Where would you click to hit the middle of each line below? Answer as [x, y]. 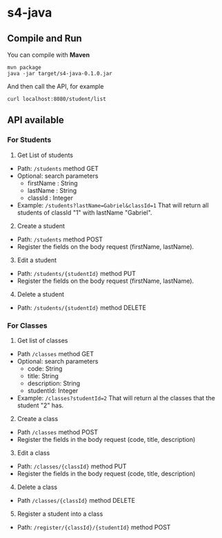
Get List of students [45, 155]
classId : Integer [50, 198]
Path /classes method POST [58, 432]
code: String [45, 369]
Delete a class [37, 487]
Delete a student [40, 294]
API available [36, 120]
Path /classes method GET [55, 353]
